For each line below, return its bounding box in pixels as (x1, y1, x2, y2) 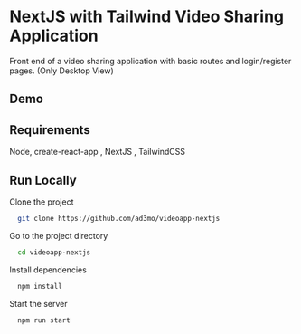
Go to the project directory (9, 230, 108, 241)
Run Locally (9, 172, 77, 187)
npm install (17, 282, 63, 291)
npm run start (17, 315, 71, 325)
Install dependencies (9, 264, 88, 275)
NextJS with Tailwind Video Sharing (9, 6, 285, 27)
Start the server (9, 298, 68, 309)
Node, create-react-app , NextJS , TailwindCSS (9, 147, 186, 157)
